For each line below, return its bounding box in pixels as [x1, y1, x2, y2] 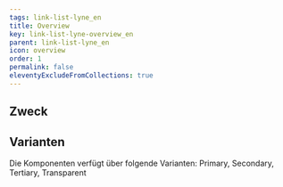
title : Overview [9, 21, 70, 30]
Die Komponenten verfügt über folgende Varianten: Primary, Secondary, [9, 158, 275, 168]
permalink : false [9, 63, 74, 72]
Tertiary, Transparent [9, 167, 87, 178]
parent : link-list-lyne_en [9, 37, 110, 47]
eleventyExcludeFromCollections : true [9, 71, 154, 80]
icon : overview [9, 46, 66, 55]
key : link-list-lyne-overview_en [9, 29, 134, 38]
